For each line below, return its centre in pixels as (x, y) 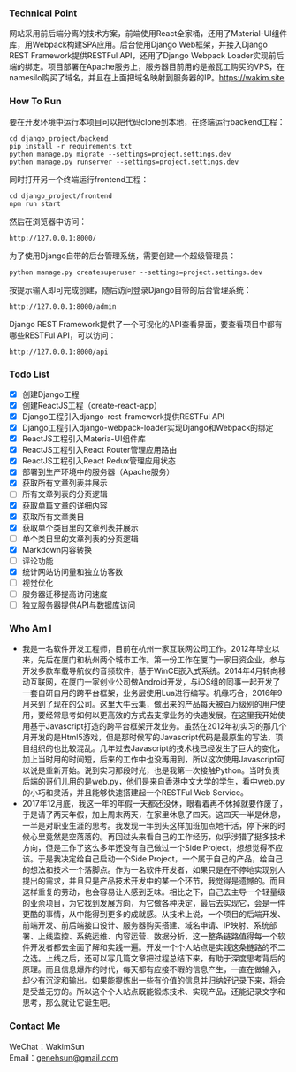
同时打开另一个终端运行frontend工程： (79, 179)
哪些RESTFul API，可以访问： (63, 335)
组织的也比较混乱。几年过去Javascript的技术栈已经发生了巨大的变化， (157, 748)
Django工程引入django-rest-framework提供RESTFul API (123, 417)
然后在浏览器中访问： (48, 221)
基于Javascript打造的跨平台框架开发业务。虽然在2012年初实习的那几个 (158, 726)
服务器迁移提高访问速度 (65, 594)
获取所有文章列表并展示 (65, 483)
